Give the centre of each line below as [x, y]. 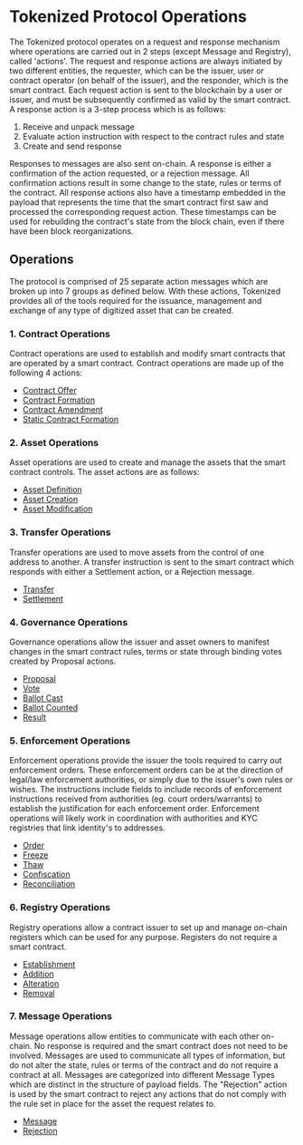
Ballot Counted [50, 707]
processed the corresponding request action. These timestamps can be [143, 211]
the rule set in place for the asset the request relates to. [113, 1103]
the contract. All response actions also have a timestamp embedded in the [148, 192]
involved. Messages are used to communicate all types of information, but [147, 1055]
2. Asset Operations [54, 442]
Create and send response [72, 146]
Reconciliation [49, 884]
